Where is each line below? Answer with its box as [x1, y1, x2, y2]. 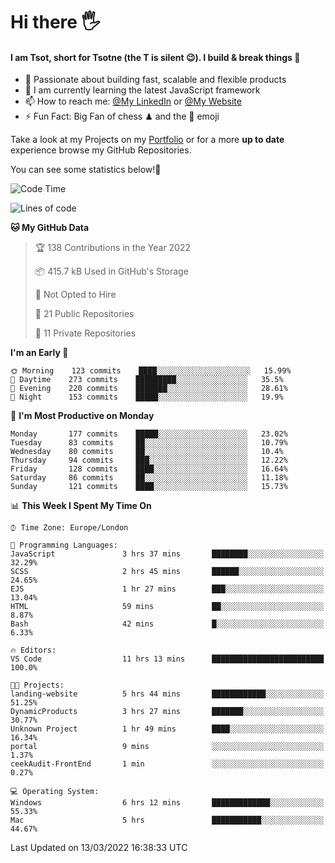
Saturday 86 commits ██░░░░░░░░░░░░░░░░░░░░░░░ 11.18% [10, 473, 288, 483]
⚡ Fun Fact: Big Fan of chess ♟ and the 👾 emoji [24, 110, 220, 123]
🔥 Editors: [10, 645, 57, 656]
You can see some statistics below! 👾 [10, 164, 162, 176]
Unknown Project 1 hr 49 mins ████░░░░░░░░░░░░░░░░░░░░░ [10, 724, 325, 734]
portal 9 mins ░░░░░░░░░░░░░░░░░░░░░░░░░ [10, 742, 325, 752]
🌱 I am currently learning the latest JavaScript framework [24, 84, 261, 96]
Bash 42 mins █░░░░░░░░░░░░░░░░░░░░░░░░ [10, 619, 325, 629]
